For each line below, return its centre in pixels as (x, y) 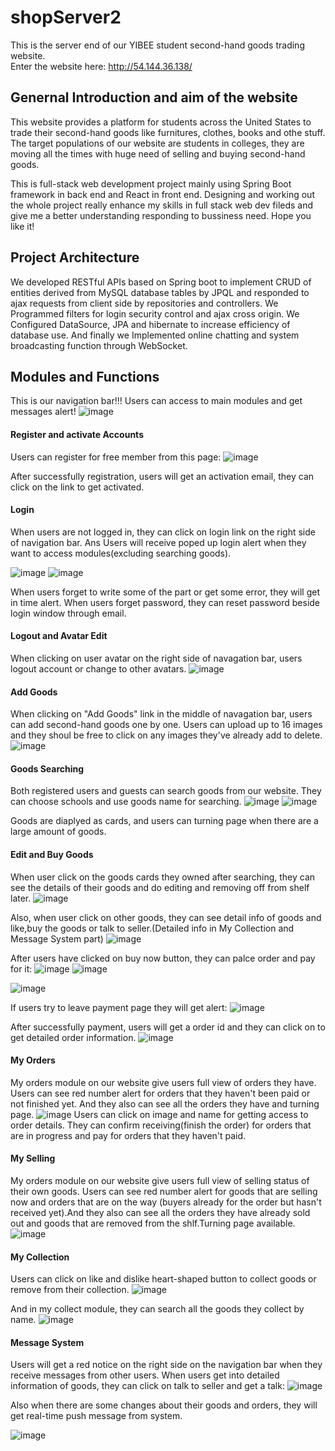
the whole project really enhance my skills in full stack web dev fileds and (162, 205)
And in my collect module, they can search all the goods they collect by (157, 1309)
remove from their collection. (70, 1290)
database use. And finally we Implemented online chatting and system (155, 335)
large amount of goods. (58, 832)
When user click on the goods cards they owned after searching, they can (163, 877)
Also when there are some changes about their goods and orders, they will (164, 1405)
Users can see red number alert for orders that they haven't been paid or (160, 1093)
